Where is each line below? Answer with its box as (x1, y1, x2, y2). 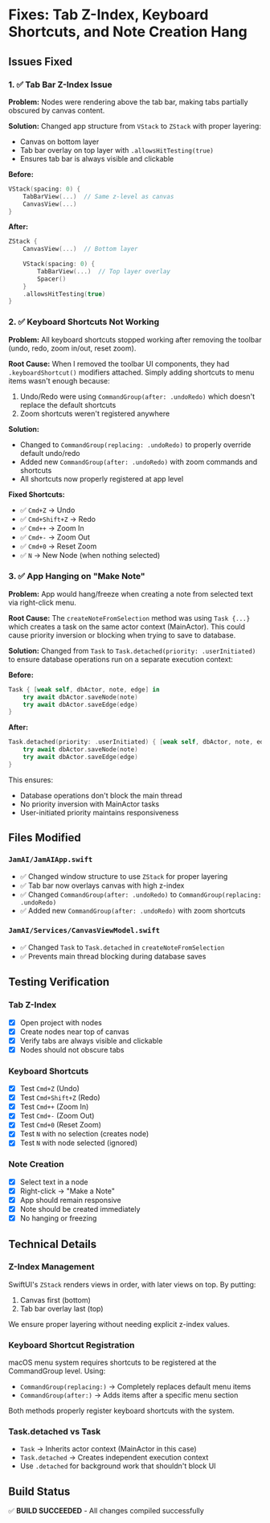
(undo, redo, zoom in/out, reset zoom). (8, 343, 137, 353)
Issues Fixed (8, 55, 73, 68)
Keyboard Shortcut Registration (8, 1339, 135, 1350)
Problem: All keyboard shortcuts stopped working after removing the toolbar (8, 335, 262, 344)
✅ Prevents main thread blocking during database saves (19, 951, 207, 961)
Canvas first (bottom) (19, 1295, 91, 1304)
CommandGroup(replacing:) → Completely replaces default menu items (19, 1381, 252, 1392)
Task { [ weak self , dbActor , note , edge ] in (8, 685, 160, 693)
